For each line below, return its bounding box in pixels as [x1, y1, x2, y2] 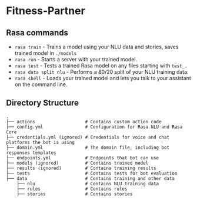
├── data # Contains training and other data [6, 175, 175, 181]
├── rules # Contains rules [16, 186, 128, 192]
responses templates [6, 149, 57, 156]
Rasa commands [6, 28, 69, 38]
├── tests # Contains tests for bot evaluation [6, 170, 178, 176]
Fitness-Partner [6, 4, 85, 18]
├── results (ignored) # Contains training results [6, 165, 157, 171]
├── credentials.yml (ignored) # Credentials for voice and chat [6, 134, 169, 140]
